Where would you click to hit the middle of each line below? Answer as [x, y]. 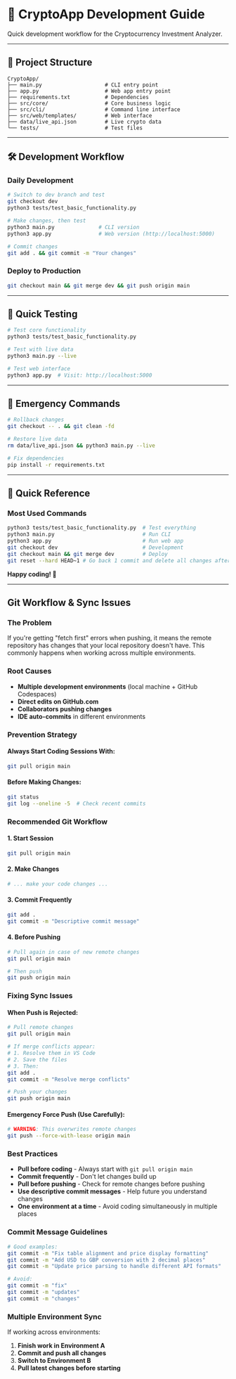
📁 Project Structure [50, 63]
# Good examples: [33, 1247]
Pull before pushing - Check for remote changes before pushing [111, 1184]
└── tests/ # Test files [75, 128]
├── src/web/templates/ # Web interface [80, 115]
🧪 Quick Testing [42, 314]
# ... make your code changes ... [58, 884]
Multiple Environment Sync [54, 1316]
